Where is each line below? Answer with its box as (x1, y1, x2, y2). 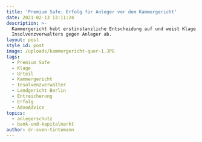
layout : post (6, 37, 39, 43)
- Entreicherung (11, 93, 53, 99)
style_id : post (6, 43, 45, 49)
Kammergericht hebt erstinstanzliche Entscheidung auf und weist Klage (11, 25, 197, 32)
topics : (6, 110, 26, 116)
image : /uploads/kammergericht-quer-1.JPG (6, 48, 115, 54)
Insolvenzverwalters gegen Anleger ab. (11, 31, 112, 37)
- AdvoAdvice (11, 104, 45, 111)
